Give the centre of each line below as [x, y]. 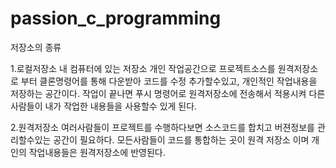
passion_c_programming [116, 18]
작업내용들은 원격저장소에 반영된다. [97, 152]
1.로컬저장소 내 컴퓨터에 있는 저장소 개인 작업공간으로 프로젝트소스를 [143, 68]
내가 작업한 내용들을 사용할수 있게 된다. [121, 106]
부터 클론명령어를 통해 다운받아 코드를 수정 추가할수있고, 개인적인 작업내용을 [169, 81]
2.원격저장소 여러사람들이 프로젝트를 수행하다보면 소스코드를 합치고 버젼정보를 [162, 127]
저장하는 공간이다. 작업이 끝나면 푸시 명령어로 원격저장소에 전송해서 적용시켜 [158, 93]
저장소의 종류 [36, 47]
